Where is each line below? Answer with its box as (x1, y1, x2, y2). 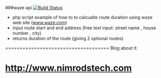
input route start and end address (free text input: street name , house (12, 25, 156, 31)
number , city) (12, 30, 41, 36)
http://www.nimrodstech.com (5, 63, 132, 74)
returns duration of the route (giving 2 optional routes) (12, 35, 124, 41)
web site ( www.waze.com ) (12, 20, 67, 25)
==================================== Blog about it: (5, 45, 138, 51)
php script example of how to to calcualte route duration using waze (12, 14, 153, 20)
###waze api (5, 5, 32, 10)
